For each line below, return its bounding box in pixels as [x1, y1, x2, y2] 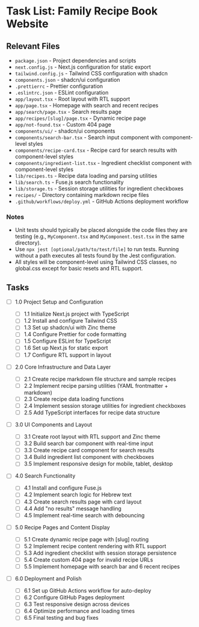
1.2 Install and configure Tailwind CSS [23, 317, 117, 325]
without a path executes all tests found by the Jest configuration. [14, 252, 176, 260]
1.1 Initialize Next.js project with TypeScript [23, 310, 129, 317]
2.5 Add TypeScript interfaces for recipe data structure [23, 408, 161, 416]
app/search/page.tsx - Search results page [14, 108, 122, 115]
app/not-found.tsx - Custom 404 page [14, 121, 111, 128]
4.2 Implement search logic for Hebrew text [23, 491, 132, 498]
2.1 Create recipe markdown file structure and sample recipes [23, 375, 176, 382]
